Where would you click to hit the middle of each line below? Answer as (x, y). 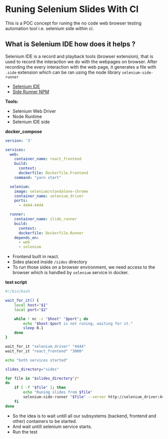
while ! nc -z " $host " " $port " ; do (51, 319)
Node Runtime (27, 116)
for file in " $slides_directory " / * (42, 378)
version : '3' (19, 141)
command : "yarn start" (38, 177)
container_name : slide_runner (46, 219)
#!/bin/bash (17, 292)
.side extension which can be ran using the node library (63, 72)
